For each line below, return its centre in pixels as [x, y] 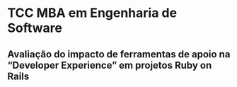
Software [35, 28]
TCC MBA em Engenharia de [92, 13]
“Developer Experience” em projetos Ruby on [110, 65]
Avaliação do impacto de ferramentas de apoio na [119, 54]
